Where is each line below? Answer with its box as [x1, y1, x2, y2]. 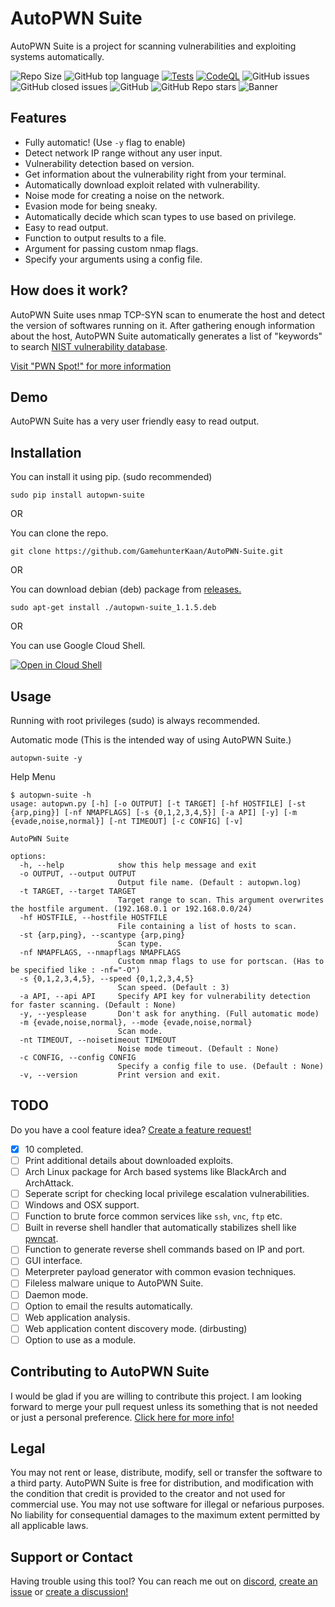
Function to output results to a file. [24, 232, 167, 244]
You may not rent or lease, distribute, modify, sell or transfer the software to [10, 1467, 323, 1479]
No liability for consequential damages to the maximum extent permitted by [10, 1509, 321, 1521]
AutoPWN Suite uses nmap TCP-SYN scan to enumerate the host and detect [10, 308, 326, 321]
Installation [10, 444, 82, 461]
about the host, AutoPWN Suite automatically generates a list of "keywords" [10, 330, 323, 342]
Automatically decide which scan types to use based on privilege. [24, 210, 297, 222]
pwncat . [24, 1233, 59, 1245]
